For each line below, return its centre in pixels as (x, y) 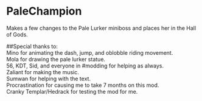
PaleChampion (44, 11)
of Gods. (17, 34)
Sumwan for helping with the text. (49, 78)
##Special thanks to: (32, 46)
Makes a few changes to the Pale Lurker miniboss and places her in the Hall (101, 28)
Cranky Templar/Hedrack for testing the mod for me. (72, 91)
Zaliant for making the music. (43, 72)
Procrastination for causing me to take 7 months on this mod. (83, 85)
